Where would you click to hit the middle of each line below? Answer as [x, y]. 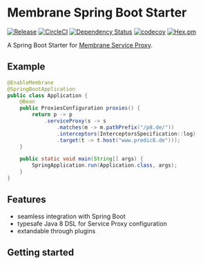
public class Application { [48, 95]
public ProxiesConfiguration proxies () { [80, 108]
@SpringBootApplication [41, 89]
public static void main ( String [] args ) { [81, 159]
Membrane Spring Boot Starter [97, 13]
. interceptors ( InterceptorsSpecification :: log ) [126, 134]
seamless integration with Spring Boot [71, 216]
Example [26, 67]
